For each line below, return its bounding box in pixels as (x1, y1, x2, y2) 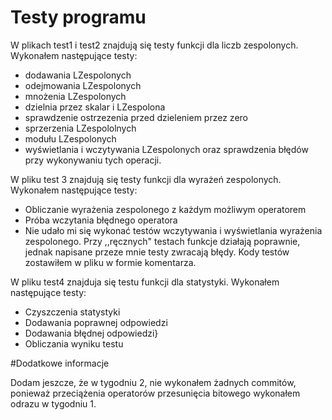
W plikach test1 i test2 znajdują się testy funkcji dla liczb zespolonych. (10, 39, 299, 51)
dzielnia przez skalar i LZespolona (24, 101, 166, 113)
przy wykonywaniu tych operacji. (24, 154, 162, 166)
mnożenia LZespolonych (24, 90, 127, 102)
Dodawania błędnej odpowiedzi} (24, 327, 159, 339)
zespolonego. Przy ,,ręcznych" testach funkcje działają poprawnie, (24, 235, 301, 247)
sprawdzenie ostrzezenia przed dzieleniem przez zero (24, 111, 248, 123)
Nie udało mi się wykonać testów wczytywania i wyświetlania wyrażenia (24, 224, 323, 236)
